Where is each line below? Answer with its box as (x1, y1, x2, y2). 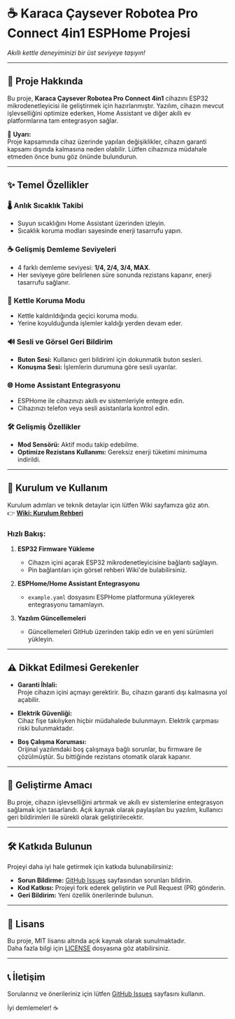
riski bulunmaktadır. (17, 724, 75, 732)
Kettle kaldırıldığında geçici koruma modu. (17, 311, 138, 320)
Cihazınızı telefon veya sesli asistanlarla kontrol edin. (17, 404, 170, 412)
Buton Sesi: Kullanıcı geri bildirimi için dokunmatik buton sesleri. (17, 356, 203, 364)
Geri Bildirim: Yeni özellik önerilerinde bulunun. (17, 891, 154, 900)
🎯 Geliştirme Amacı (7, 779, 92, 791)
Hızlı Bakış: (7, 529, 46, 539)
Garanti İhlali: (17, 680, 57, 689)
